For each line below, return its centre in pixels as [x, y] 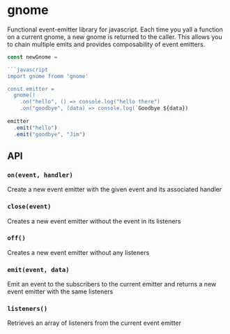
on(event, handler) [40, 175]
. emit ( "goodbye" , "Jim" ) [49, 134]
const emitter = [31, 89]
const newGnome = [32, 57]
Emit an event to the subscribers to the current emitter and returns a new [112, 284]
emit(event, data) [38, 270]
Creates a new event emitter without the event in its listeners [94, 221]
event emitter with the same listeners [60, 291]
